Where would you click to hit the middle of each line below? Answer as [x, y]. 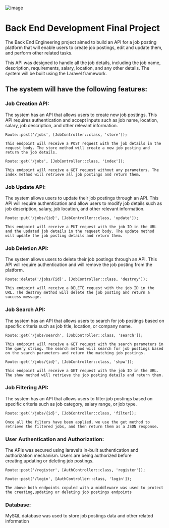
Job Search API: [25, 309]
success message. [23, 297]
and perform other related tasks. [39, 52]
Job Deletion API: [27, 248]
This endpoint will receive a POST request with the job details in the [83, 143]
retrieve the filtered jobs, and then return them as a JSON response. [82, 427]
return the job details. [31, 152]
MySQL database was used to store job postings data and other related [79, 516]
